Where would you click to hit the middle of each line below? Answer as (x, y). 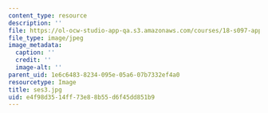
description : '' (35, 23)
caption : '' (35, 53)
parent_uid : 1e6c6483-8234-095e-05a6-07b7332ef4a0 (94, 75)
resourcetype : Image (43, 82)
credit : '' (33, 60)
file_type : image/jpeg (46, 38)
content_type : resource (48, 16)
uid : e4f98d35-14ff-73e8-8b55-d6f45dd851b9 (82, 97)
